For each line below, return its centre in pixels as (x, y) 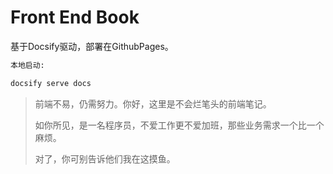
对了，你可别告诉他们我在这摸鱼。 (105, 158)
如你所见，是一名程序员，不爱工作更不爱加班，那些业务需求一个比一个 (179, 125)
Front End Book (75, 17)
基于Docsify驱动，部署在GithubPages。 (92, 46)
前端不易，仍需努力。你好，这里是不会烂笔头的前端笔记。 (153, 103)
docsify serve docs (51, 83)
